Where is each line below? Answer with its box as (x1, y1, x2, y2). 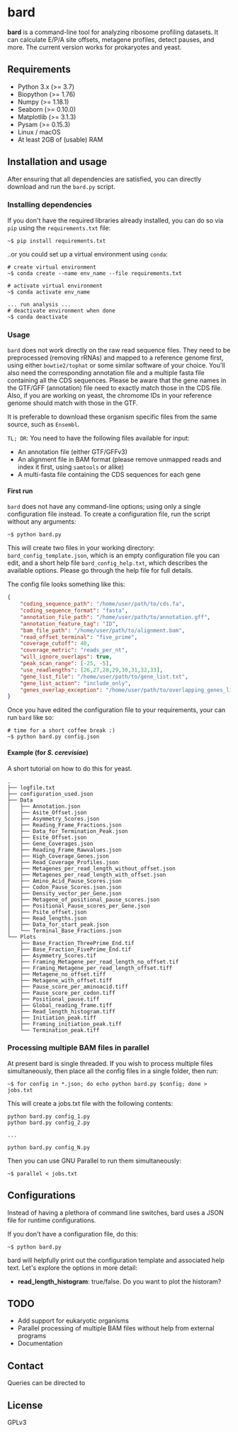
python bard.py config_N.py (7, 1143, 91, 1151)
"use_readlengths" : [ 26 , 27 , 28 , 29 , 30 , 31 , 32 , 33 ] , (20, 666, 164, 674)
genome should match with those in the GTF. (7, 399, 138, 407)
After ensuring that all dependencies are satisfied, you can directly (7, 175, 202, 183)
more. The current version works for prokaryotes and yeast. (7, 43, 182, 51)
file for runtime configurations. (7, 1216, 96, 1224)
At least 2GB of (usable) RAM (17, 135, 103, 144)
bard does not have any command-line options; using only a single (7, 502, 201, 511)
